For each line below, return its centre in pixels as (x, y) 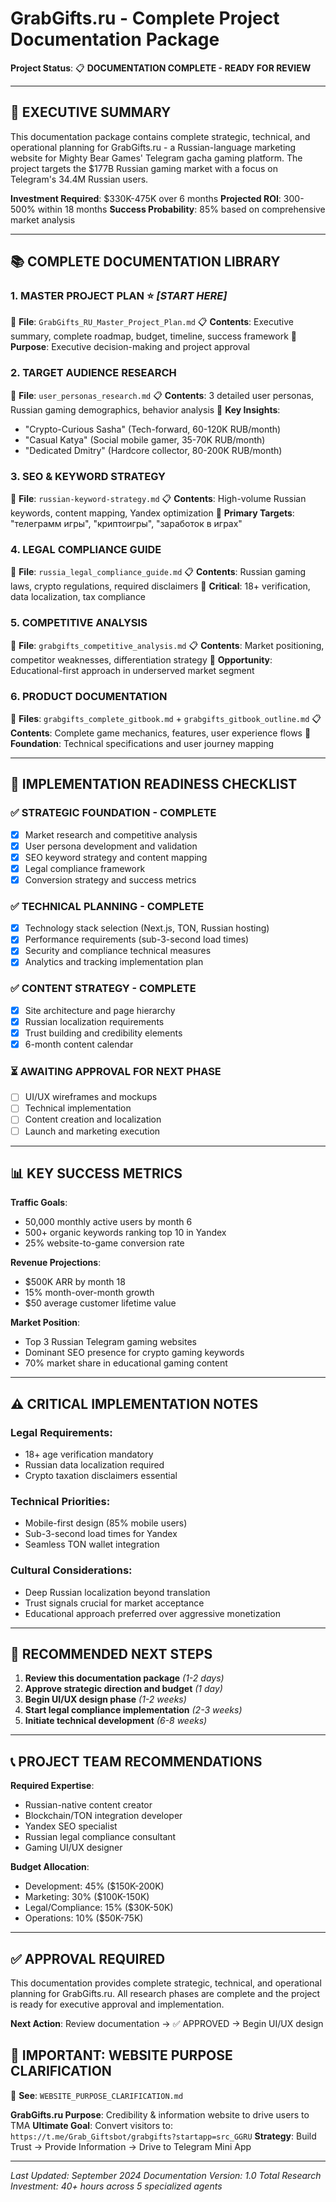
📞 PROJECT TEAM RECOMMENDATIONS (136, 1761)
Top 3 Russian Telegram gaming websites (110, 1342)
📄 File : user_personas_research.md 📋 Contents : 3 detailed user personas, (162, 395)
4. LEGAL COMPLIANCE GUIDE (86, 549)
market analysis (43, 219)
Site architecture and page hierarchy (100, 1010)
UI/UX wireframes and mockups (91, 1097)
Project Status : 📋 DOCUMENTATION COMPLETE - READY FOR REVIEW (161, 68)
